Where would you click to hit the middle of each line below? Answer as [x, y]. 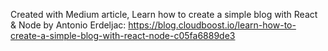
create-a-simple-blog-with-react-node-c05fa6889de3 [123, 35]
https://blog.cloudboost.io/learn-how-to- [212, 25]
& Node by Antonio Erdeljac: [68, 25]
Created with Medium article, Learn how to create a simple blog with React [164, 14]
